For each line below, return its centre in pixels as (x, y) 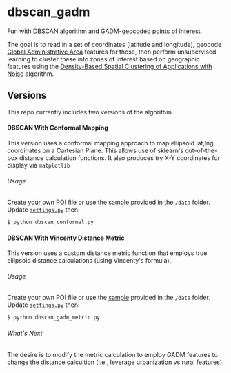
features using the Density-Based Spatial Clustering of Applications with (110, 66)
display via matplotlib (39, 165)
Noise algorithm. (31, 74)
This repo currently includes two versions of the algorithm (90, 112)
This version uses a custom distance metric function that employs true (107, 253)
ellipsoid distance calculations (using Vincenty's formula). (89, 261)
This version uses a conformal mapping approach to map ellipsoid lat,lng (110, 143)
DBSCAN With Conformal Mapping (58, 128)
